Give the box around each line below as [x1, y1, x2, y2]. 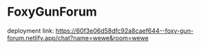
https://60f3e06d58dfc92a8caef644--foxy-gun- [55, 27, 194, 35]
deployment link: [7, 27, 54, 35]
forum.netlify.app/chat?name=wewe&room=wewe [7, 33, 149, 42]
